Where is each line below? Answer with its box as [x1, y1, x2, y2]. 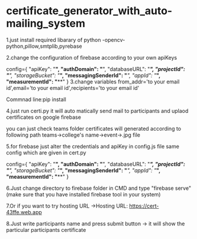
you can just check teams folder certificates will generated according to [6, 125, 182, 132]
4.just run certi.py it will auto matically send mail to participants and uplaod [6, 107, 189, 114]
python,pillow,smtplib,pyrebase [6, 43, 82, 50]
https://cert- [129, 202, 159, 209]
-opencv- [102, 36, 125, 43]
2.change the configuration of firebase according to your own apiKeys [6, 54, 177, 61]
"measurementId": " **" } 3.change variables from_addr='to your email [6, 78, 180, 85]
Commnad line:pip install [6, 96, 66, 103]
